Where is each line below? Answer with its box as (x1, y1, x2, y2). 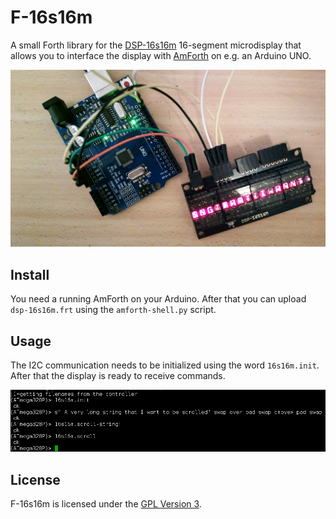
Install (10, 266, 50, 283)
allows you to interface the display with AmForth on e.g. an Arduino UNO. (10, 49, 312, 61)
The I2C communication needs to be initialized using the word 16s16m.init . (10, 359, 320, 371)
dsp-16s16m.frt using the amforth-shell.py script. (10, 304, 217, 316)
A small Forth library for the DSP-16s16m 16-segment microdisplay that (10, 39, 302, 51)
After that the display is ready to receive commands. (10, 370, 226, 382)
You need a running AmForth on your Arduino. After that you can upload (10, 293, 307, 305)
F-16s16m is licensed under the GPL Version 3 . (10, 498, 202, 510)
